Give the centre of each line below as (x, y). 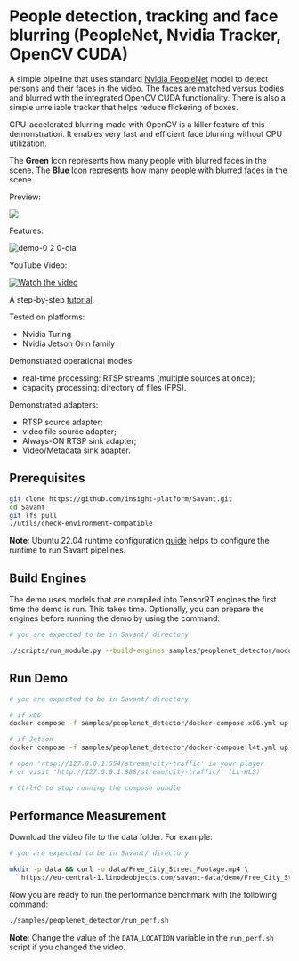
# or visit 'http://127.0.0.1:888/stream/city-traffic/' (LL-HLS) (135, 771)
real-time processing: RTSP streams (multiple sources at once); (138, 378)
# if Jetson (31, 739)
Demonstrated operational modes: (72, 360)
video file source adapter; (69, 431)
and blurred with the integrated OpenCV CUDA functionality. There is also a (148, 97)
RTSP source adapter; (62, 422)
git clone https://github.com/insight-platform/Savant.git (121, 499)
